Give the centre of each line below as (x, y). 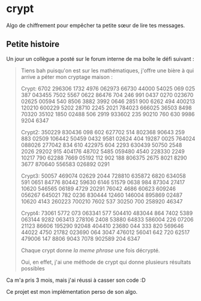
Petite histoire (33, 44)
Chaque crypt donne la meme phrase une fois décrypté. (90, 250)
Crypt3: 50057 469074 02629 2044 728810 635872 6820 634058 (103, 176)
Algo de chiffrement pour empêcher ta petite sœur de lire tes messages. (96, 25)
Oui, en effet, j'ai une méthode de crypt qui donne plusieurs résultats (106, 262)
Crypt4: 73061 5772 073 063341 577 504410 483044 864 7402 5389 (107, 213)
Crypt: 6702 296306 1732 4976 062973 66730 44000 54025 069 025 (108, 88)
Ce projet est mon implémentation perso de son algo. (72, 291)
